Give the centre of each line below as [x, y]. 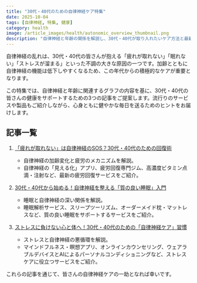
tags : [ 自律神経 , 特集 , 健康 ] [40, 22]
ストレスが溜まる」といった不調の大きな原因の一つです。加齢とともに [103, 63]
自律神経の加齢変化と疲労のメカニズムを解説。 [80, 160]
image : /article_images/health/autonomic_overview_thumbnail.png [87, 33]
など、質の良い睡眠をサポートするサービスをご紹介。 [93, 214]
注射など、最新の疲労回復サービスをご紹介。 [88, 175]
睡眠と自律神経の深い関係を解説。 [64, 200]
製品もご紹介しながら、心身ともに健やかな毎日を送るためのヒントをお [101, 105]
